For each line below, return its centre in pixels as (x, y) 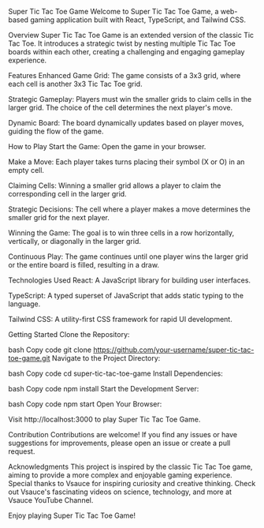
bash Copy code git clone (50, 350)
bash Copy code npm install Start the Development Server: (104, 389)
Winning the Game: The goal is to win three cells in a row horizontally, (121, 233)
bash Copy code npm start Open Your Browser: (85, 404)
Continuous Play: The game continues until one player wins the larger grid (128, 257)
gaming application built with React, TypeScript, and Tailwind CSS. (138, 20)
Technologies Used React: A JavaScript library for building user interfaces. (129, 280)
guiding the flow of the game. (56, 131)
